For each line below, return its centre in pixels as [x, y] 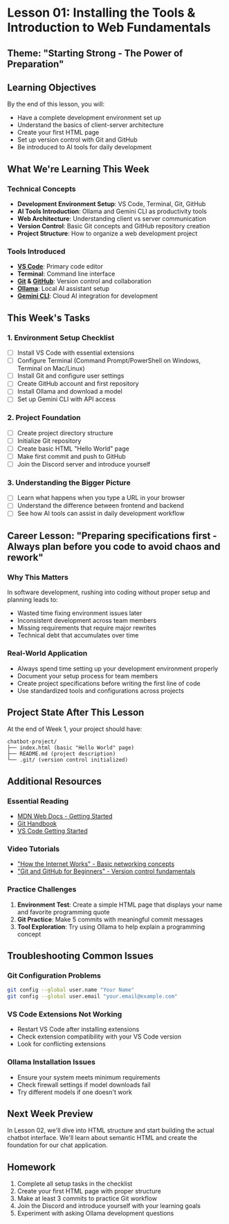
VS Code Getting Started [52, 831]
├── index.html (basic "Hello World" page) [71, 748]
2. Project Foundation [44, 418]
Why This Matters [38, 577]
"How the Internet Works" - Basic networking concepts [96, 864]
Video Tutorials [34, 848]
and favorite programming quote [63, 912]
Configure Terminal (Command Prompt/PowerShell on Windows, [109, 361]
